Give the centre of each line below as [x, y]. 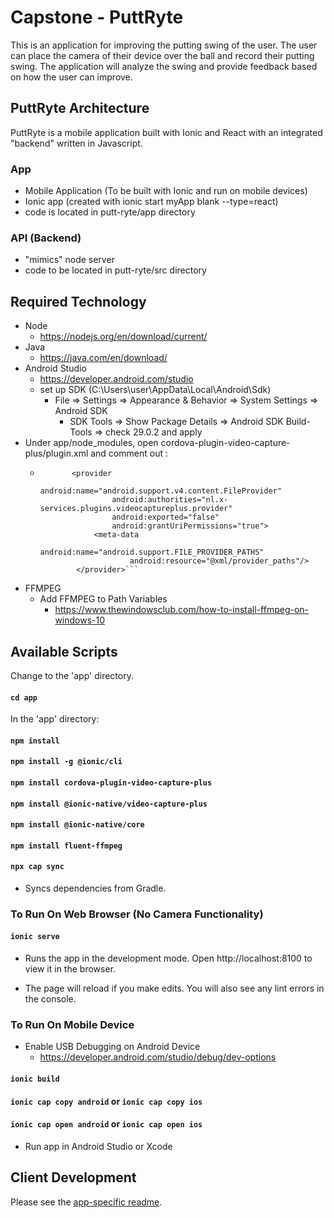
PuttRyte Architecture [80, 108]
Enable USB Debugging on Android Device [112, 1047]
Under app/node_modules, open [91, 443]
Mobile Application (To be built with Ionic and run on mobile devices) [166, 191]
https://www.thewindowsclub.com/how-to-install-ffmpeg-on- [182, 610]
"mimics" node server [69, 260]
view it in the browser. [70, 969]
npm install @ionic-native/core [77, 825]
